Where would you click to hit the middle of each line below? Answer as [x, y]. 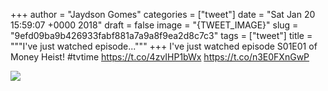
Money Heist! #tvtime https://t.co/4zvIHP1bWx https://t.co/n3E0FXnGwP [160, 57]
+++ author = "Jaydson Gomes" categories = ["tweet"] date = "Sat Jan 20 [163, 14]
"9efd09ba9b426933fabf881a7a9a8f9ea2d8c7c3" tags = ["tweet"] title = [161, 35]
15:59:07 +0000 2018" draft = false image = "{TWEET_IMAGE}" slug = [154, 25]
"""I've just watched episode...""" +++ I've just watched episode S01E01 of [164, 46]
